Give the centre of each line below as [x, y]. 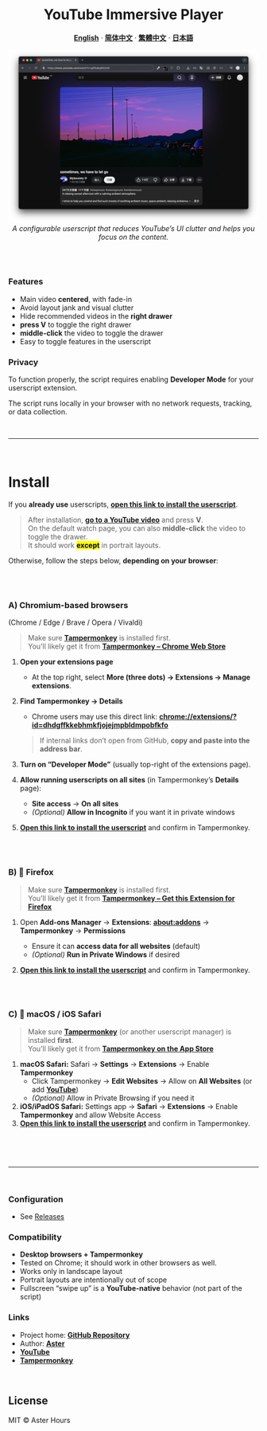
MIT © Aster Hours [39, 1420]
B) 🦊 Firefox [31, 872]
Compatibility [35, 1237]
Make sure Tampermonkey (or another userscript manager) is [130, 1031]
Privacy [23, 362]
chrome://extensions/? [197, 717]
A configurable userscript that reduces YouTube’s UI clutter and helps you [133, 229]
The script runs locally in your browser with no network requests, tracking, [130, 403]
